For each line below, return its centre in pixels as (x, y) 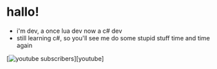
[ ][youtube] (55, 58)
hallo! (23, 12)
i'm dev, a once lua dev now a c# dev (69, 31)
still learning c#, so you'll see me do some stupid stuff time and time (113, 38)
